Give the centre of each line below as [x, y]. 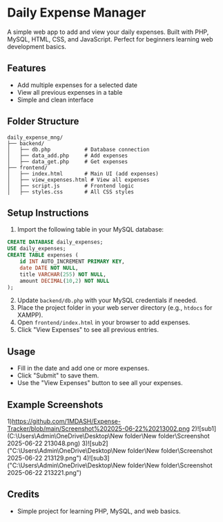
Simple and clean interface [55, 100]
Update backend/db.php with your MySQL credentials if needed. [107, 300]
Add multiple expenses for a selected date [77, 85]
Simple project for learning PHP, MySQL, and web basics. [99, 511]
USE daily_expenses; [37, 249]
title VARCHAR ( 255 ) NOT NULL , [63, 274]
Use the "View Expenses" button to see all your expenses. [100, 383]
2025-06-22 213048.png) [44, 443]
